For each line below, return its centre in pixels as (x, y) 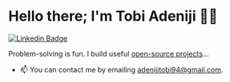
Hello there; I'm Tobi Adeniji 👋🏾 (113, 16)
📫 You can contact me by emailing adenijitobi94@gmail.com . (121, 69)
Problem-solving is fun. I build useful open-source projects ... (109, 53)
